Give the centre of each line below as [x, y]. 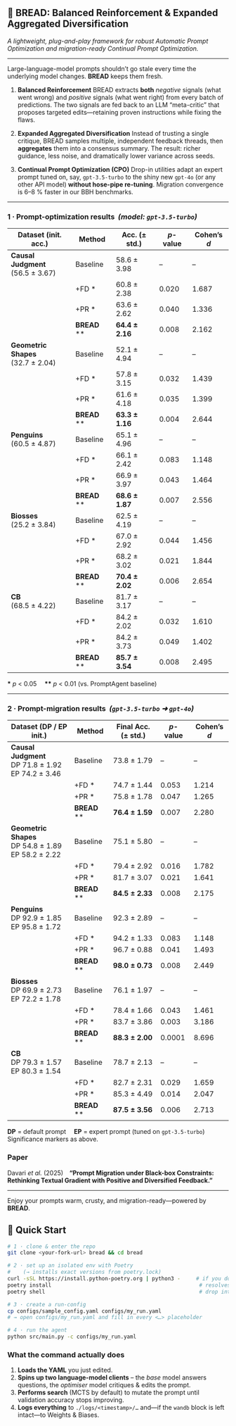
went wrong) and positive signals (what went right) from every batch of [120, 97]
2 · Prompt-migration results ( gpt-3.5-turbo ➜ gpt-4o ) [101, 709]
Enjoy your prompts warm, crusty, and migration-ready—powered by [107, 1200]
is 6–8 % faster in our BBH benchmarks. [75, 191]
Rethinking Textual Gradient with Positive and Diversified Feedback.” [110, 1180]
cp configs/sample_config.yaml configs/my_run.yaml [84, 1311]
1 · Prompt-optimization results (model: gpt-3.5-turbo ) [103, 217]
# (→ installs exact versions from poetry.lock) [84, 1272]
